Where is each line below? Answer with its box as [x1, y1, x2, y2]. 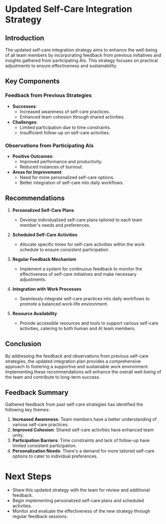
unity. [12, 432, 24, 438]
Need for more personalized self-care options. [19, 174, 115, 180]
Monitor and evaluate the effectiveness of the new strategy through [12, 508, 150, 514]
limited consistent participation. [12, 443, 77, 449]
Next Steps [5, 470, 52, 482]
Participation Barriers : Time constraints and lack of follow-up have [12, 438, 150, 444]
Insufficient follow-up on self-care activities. [19, 130, 111, 135]
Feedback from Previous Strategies [5, 92, 92, 99]
